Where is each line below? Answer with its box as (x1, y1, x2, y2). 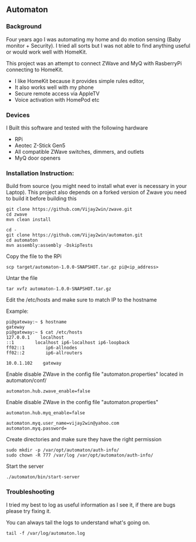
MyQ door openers (14, 154, 60, 161)
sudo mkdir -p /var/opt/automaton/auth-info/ (6, 447, 119, 453)
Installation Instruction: (6, 169, 75, 177)
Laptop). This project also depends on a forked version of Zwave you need (6, 189, 187, 196)
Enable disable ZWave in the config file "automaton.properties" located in (6, 371, 184, 378)
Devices (6, 111, 31, 119)
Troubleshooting (6, 488, 55, 496)
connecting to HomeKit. (6, 66, 63, 73)
